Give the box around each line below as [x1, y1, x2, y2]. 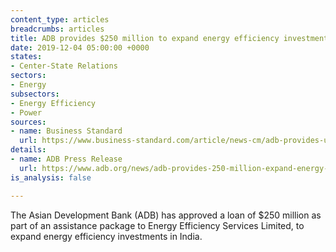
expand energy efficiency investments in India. [10, 230, 203, 242]
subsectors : [10, 89, 60, 99]
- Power [10, 107, 43, 118]
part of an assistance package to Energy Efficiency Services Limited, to [10, 219, 305, 231]
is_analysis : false [10, 172, 92, 183]
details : [10, 145, 47, 155]
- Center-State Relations [10, 61, 118, 71]
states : [10, 52, 43, 62]
